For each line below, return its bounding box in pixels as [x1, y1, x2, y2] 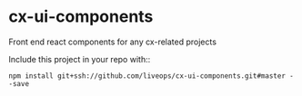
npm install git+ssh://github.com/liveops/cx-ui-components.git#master [8, 71, 286, 81]
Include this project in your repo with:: [8, 53, 151, 64]
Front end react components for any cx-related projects [8, 36, 217, 47]
